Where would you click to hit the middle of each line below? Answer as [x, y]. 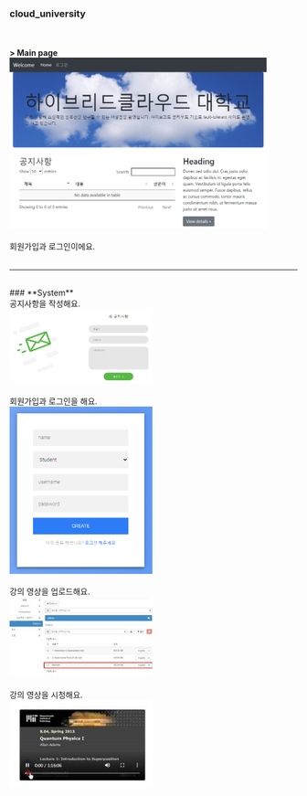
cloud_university [48, 14]
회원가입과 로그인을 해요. [53, 401]
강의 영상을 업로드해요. [50, 591]
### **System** [42, 293]
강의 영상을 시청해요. [46, 695]
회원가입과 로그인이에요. [53, 247]
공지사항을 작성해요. [45, 303]
